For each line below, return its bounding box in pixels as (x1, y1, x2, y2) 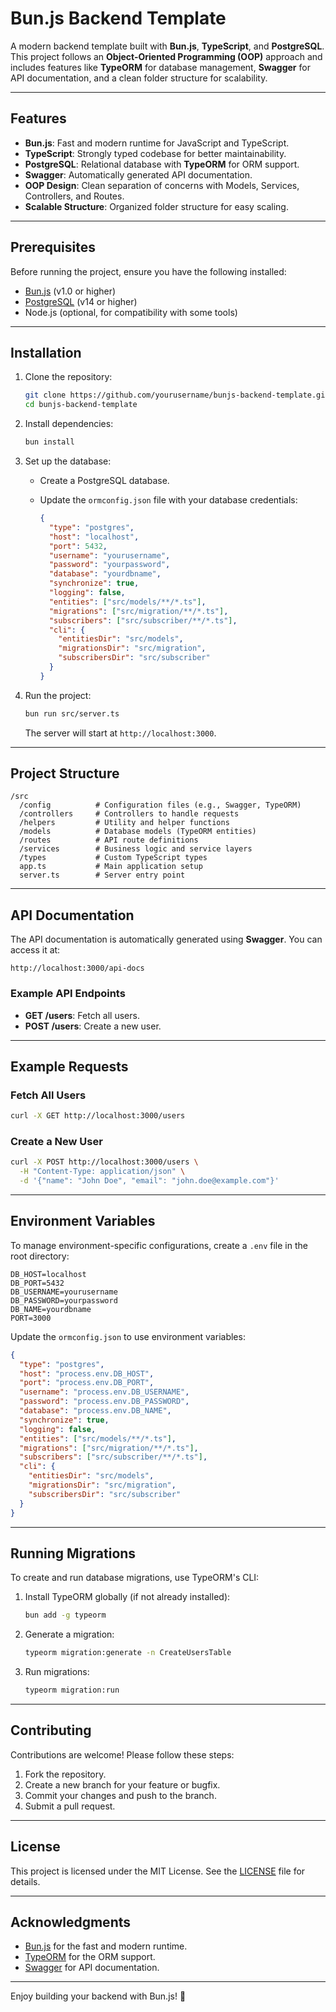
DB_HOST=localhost (10, 1269, 87, 1279)
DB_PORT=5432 (10, 1278, 65, 1288)
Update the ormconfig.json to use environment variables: (10, 1330, 246, 1342)
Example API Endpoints (10, 987, 126, 1001)
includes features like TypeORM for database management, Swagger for (10, 61, 311, 73)
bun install (24, 437, 75, 447)
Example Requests (10, 1058, 129, 1075)
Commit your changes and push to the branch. (24, 1789, 217, 1801)
